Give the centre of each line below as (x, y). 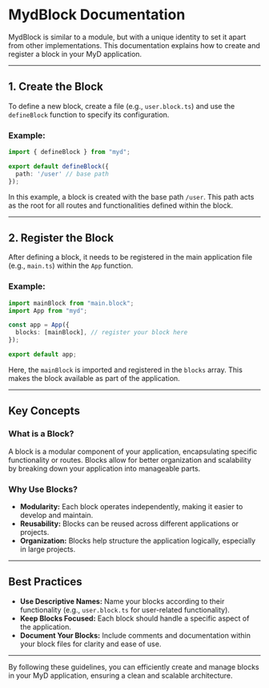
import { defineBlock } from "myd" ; (69, 152)
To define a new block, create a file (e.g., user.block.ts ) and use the (122, 106)
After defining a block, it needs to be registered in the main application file (130, 257)
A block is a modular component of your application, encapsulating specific (133, 451)
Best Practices (45, 582)
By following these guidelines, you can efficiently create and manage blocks (134, 666)
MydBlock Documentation (97, 15)
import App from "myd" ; (48, 310)
